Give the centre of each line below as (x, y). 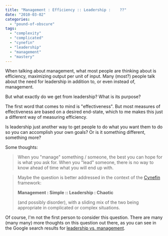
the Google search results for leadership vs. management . (65, 228)
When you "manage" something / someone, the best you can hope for (90, 157)
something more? (23, 138)
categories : (18, 19)
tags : (11, 29)
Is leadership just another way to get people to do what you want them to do (84, 127)
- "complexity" (26, 33)
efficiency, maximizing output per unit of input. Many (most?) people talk (80, 76)
